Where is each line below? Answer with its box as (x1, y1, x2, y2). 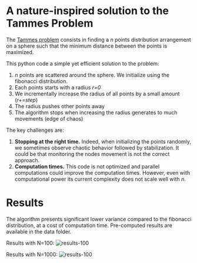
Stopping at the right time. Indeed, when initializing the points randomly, (14, 138, 192, 145)
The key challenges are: (6, 126, 65, 134)
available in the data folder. (6, 228, 72, 235)
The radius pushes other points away (14, 102, 105, 109)
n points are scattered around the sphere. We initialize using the (14, 71, 169, 78)
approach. (14, 157, 40, 164)
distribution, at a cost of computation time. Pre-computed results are (6, 222, 172, 229)
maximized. (6, 48, 34, 55)
